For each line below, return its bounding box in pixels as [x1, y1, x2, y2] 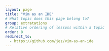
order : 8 [5, 30, 23, 34]
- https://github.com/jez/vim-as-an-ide [9, 39, 94, 44]
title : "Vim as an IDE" [5, 12, 54, 17]
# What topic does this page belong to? [5, 16, 90, 21]
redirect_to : [5, 34, 32, 39]
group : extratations [5, 20, 48, 26]
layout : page [5, 7, 32, 12]
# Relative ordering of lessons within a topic [5, 25, 105, 30]
